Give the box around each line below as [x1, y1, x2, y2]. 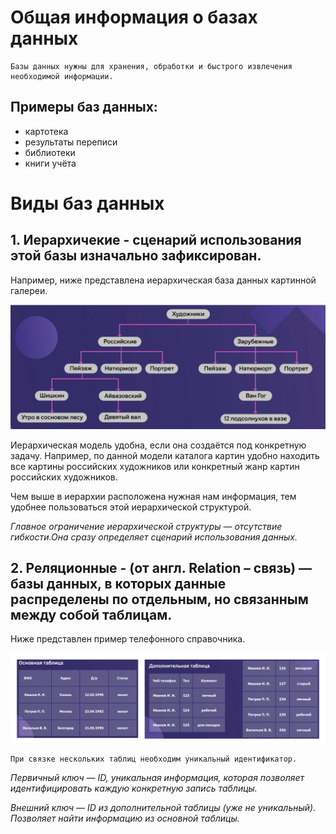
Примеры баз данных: [10, 99, 158, 116]
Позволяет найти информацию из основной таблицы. [10, 812, 240, 825]
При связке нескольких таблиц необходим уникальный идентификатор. [10, 754, 298, 765]
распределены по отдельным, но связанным [10, 591, 309, 608]
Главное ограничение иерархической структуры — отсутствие [10, 520, 283, 532]
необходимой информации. [10, 71, 114, 81]
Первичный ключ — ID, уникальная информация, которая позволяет [10, 772, 305, 784]
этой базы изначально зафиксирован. [10, 247, 262, 265]
